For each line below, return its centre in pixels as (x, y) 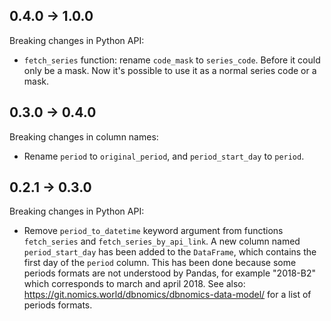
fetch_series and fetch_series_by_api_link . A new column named (162, 241)
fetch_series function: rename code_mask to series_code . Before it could (172, 60)
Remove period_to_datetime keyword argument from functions (153, 231)
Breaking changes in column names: (84, 136)
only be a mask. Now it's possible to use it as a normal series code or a (170, 70)
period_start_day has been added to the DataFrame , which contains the (170, 252)
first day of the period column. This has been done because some (160, 263)
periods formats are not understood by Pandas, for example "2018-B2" (169, 273)
